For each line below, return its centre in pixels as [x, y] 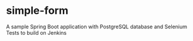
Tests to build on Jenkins [36, 32]
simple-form [37, 11]
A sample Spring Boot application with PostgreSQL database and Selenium [96, 27]
